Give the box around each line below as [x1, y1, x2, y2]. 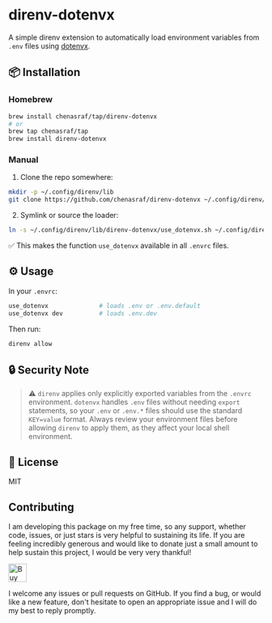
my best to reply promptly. [8, 605, 96, 615]
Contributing [8, 500, 74, 514]
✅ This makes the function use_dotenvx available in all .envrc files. [8, 241, 229, 250]
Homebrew [8, 94, 53, 105]
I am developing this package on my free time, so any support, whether [8, 521, 247, 531]
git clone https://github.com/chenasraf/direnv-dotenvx [8, 196, 201, 204]
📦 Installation [8, 66, 81, 79]
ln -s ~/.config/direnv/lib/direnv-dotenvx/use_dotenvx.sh [8, 226, 212, 234]
